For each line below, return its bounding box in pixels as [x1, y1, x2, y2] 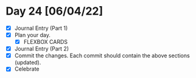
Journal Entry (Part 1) [14, 24, 68, 32]
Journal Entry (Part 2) [14, 45, 69, 52]
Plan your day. [14, 32, 51, 38]
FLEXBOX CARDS [23, 38, 68, 46]
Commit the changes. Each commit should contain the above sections [14, 52, 190, 59]
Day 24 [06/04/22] [5, 4, 103, 18]
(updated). [14, 59, 41, 66]
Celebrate [14, 65, 40, 73]
